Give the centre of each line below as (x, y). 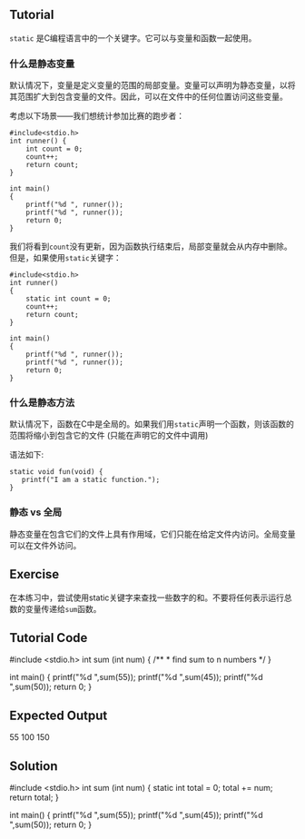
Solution (34, 766)
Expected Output (59, 715)
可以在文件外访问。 (45, 545)
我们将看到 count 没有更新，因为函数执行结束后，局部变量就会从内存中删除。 (151, 247)
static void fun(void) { (56, 472)
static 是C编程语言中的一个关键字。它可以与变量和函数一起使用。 (133, 38)
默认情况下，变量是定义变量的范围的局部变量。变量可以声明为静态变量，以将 (152, 85)
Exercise (34, 574)
